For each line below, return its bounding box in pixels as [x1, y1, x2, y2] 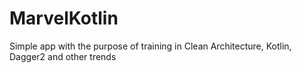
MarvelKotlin [9, 7, 119, 30]
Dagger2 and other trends [9, 50, 117, 62]
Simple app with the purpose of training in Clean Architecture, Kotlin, [9, 40, 292, 52]
